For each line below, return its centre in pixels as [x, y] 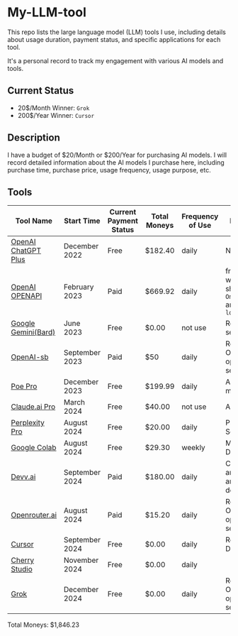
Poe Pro [24, 386]
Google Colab [34, 448]
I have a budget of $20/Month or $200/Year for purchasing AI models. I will [117, 155]
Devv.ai [23, 477]
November [81, 560]
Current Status [41, 91]
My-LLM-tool [47, 12]
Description [34, 138]
